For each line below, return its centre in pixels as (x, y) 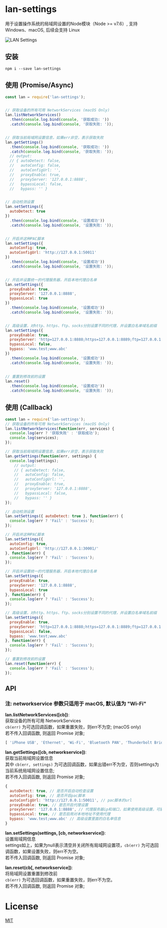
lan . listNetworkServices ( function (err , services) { (60, 429)
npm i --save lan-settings (33, 68)
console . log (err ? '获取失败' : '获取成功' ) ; (54, 433)
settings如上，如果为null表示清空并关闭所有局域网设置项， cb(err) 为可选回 (82, 845)
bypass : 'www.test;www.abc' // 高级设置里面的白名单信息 (65, 819)
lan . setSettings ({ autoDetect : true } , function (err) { (64, 516)
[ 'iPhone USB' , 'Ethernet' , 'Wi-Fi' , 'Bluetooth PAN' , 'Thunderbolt (79, 743)
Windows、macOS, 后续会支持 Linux (43, 30)
